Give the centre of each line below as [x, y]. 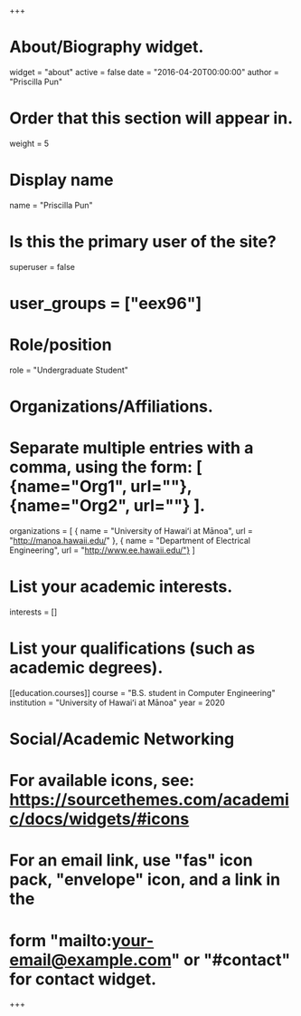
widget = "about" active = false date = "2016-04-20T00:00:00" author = [145, 72]
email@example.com [90, 959]
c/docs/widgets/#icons [99, 819]
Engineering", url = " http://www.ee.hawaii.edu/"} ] [103, 550]
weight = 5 [29, 143]
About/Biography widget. [107, 47]
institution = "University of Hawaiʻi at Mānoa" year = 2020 [118, 702]
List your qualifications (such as [132, 648]
